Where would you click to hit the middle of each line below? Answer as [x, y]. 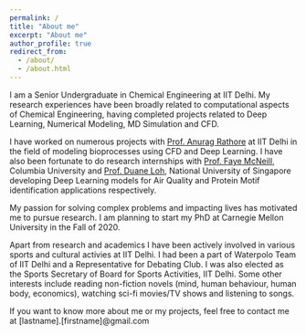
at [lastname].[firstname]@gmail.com [79, 320]
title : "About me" [44, 26]
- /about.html [44, 69]
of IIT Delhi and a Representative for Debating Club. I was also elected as [147, 264]
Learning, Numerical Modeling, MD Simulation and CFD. [114, 123]
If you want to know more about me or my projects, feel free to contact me [149, 310]
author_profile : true [51, 43]
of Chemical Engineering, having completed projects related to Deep [138, 114]
